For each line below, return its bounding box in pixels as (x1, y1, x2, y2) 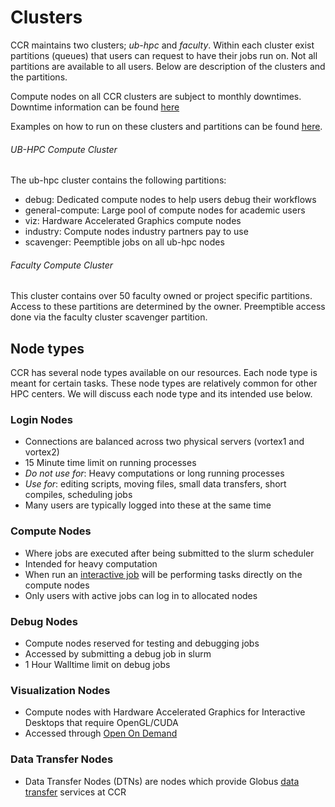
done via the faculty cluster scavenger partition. (10, 311, 208, 323)
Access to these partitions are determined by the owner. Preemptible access (10, 301, 326, 313)
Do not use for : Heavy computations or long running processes (24, 467, 285, 480)
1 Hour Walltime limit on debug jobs (24, 659, 171, 671)
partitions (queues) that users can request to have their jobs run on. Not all (10, 49, 318, 61)
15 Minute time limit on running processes (24, 457, 197, 469)
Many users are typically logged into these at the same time (24, 499, 272, 511)
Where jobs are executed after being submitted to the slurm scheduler (24, 547, 315, 559)
